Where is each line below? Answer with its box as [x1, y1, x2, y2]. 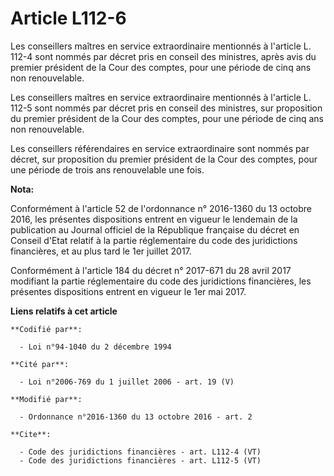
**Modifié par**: [10, 394, 83, 404]
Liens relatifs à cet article [10, 305, 118, 317]
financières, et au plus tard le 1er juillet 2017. [10, 245, 192, 257]
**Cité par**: [10, 359, 70, 369]
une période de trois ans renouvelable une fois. [10, 163, 205, 176]
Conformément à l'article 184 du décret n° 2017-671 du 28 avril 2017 [10, 264, 292, 276]
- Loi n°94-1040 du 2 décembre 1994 [19, 342, 172, 352]
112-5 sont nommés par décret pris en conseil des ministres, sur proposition [10, 102, 323, 114]
